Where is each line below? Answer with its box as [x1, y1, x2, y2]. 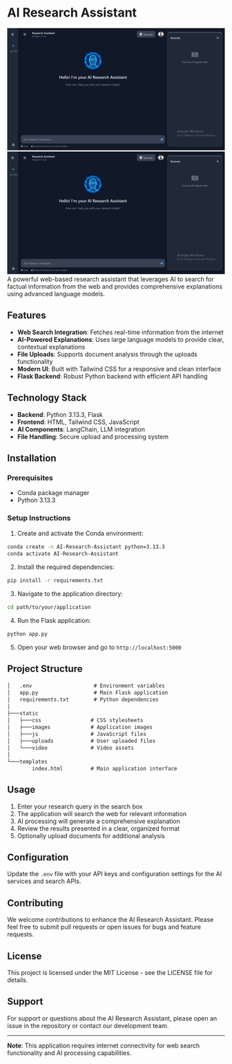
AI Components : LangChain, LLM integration [17, 425, 145, 433]
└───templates [7, 758, 48, 765]
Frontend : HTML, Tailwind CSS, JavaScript [17, 418, 139, 426]
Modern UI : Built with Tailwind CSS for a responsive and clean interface [17, 365, 222, 373]
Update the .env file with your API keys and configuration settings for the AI [7, 870, 222, 878]
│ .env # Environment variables [7, 682, 166, 689]
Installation [7, 452, 57, 464]
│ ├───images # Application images [7, 724, 153, 731]
